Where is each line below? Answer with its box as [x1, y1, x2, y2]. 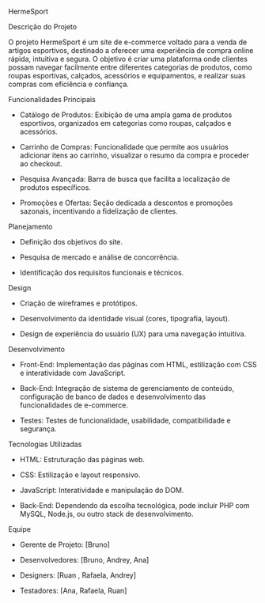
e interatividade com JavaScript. [19, 368, 126, 377]
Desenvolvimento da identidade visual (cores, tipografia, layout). [19, 314, 230, 323]
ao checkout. [19, 159, 63, 169]
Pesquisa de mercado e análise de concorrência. [19, 252, 180, 262]
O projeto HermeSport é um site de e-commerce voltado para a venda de [8, 37, 248, 47]
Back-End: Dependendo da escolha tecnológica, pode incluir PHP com [19, 501, 250, 510]
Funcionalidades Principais [8, 95, 97, 104]
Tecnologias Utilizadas [8, 439, 82, 449]
